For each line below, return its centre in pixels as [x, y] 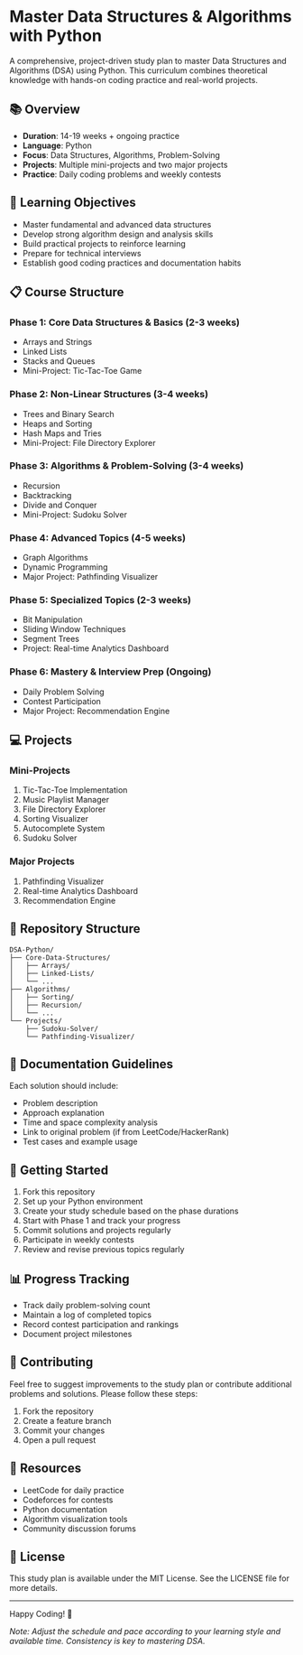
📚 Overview [45, 110]
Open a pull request [59, 1440]
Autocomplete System [64, 829]
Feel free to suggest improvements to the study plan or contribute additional [151, 1384]
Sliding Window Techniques [74, 629]
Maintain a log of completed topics [87, 1315]
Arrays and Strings [57, 342]
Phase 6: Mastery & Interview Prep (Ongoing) [110, 672]
